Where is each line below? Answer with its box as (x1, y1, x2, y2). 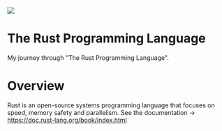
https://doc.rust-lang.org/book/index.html (7, 116, 127, 124)
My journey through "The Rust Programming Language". (7, 53, 170, 62)
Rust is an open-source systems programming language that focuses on (7, 101, 215, 109)
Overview (7, 78, 65, 94)
